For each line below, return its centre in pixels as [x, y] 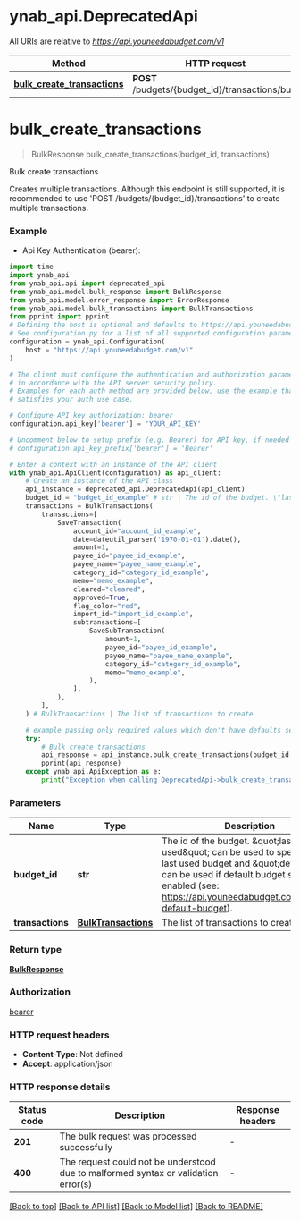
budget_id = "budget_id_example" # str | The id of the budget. [147, 498]
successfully [86, 1148]
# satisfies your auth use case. [71, 400]
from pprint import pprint [59, 317]
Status [32, 1110]
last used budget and [206, 863]
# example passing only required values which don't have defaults [153, 730]
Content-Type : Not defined [72, 1055]
